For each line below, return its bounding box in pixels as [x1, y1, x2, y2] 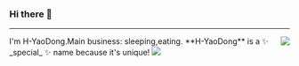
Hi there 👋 [9, 8, 53, 20]
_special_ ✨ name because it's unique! [9, 48, 150, 58]
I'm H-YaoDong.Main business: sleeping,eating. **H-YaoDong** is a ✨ [9, 36, 269, 47]
